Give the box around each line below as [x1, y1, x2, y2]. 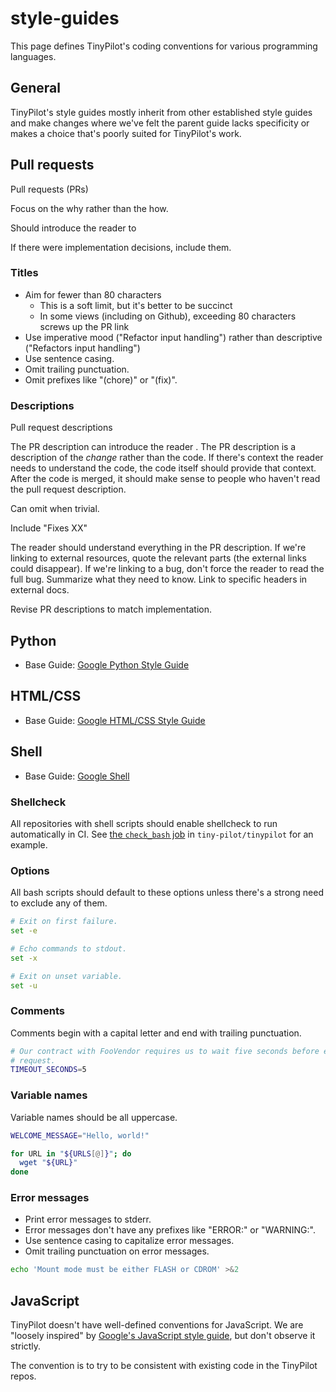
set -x [10, 953, 38, 963]
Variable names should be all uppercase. [10, 1111, 178, 1123]
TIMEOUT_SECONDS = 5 [10, 1065, 87, 1075]
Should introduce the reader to [10, 222, 137, 234]
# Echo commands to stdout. [10, 943, 128, 954]
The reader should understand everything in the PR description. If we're [10, 542, 307, 554]
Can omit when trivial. [10, 503, 100, 515]
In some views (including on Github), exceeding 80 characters [39, 310, 297, 322]
